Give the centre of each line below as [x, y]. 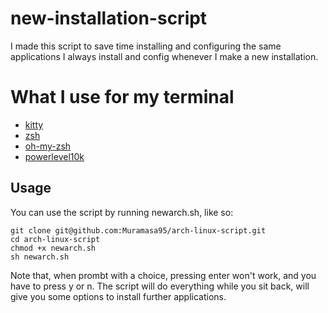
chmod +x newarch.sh [53, 248]
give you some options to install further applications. [118, 296]
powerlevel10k [54, 156]
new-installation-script [109, 18]
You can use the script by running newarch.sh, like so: [122, 212]
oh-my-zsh [48, 146]
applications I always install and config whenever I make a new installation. [164, 56]
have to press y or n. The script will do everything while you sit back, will [160, 286]
